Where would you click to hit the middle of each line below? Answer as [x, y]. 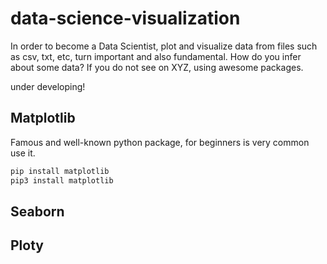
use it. [23, 153]
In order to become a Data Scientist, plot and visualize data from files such [164, 46]
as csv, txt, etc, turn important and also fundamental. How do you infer [156, 56]
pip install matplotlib [60, 171]
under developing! [48, 86]
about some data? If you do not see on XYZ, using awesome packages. [157, 67]
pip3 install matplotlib [62, 180]
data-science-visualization [125, 18]
